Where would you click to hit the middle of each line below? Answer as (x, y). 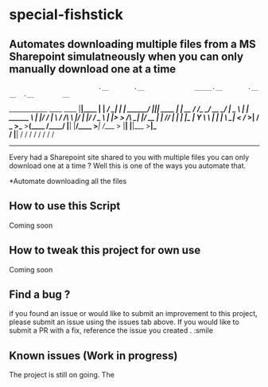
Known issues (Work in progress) (93, 356)
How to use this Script (65, 206)
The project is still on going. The (62, 375)
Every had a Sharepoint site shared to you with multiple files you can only (129, 157)
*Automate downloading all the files (68, 181)
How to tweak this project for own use (105, 250)
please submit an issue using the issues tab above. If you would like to (124, 322)
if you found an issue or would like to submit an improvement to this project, (133, 314)
